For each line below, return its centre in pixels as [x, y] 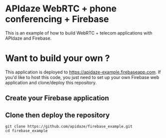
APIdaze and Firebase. [28, 38]
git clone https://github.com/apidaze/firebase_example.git [69, 127]
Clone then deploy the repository [58, 115]
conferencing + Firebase [57, 19]
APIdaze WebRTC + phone [61, 9]
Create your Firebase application [57, 98]
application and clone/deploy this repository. [51, 82]
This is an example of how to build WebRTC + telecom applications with [79, 33]
